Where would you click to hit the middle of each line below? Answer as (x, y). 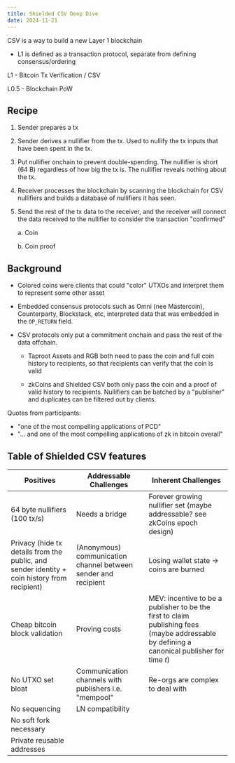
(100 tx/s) (28, 518)
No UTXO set (33, 679)
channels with (99, 679)
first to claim (169, 616)
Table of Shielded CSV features (77, 456)
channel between (104, 564)
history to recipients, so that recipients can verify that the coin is (120, 364)
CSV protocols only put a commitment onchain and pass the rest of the (120, 335)
